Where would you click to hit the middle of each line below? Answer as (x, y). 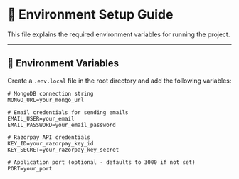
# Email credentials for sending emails (68, 112)
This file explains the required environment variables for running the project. (119, 34)
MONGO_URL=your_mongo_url (46, 100)
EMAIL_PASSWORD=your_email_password (62, 125)
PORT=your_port (30, 168)
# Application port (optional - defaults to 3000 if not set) (101, 162)
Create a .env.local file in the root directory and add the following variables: (119, 81)
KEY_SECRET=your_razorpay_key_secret (63, 150)
